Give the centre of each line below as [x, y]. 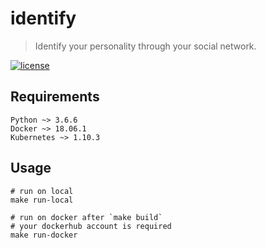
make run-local [42, 200]
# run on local [42, 191]
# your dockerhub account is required [91, 226]
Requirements [55, 97]
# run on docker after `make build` [86, 217]
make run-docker [44, 235]
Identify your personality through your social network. [145, 46]
